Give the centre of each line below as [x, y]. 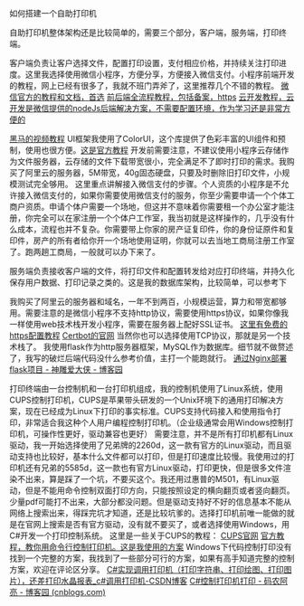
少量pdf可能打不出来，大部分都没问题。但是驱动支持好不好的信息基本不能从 [151, 502]
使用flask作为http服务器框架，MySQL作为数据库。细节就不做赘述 [172, 347]
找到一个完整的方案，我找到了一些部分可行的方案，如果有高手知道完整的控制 [152, 558]
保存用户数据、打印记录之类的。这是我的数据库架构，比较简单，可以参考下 [148, 282]
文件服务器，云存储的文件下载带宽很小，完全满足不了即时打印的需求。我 [152, 161]
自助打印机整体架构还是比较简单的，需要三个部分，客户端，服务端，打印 [144, 33]
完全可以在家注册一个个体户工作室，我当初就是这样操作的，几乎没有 [160, 218]
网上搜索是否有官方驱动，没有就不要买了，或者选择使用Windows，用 [161, 524]
